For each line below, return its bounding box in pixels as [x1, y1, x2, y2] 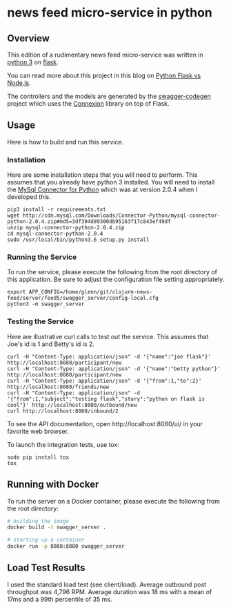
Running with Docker [7, 479, 99, 490]
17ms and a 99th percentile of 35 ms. [7, 595, 112, 603]
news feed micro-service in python [7, 5, 212, 21]
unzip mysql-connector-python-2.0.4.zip [7, 225, 125, 231]
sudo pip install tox [7, 454, 70, 461]
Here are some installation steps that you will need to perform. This [7, 171, 198, 179]
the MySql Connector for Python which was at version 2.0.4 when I [7, 185, 198, 194]
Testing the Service [7, 316, 74, 326]
